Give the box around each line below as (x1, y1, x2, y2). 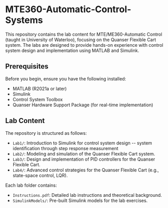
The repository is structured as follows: (5, 130, 87, 136)
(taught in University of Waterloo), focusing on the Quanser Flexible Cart (5, 37, 156, 43)
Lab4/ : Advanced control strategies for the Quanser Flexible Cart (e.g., (12, 167, 159, 173)
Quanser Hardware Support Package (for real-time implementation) (12, 102, 153, 108)
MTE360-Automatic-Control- (5, 4, 132, 15)
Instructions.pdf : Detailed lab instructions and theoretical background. (12, 192, 162, 198)
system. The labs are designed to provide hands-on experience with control (5, 42, 163, 48)
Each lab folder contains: (5, 182, 57, 188)
